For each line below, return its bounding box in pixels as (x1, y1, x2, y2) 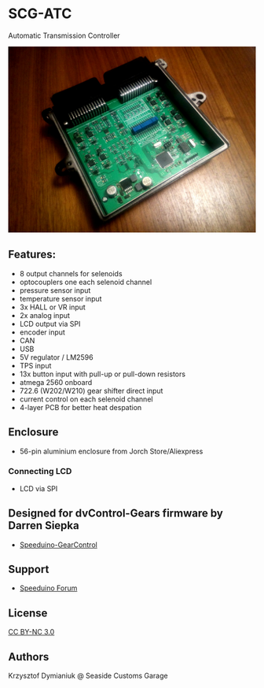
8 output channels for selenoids (19, 268, 123, 278)
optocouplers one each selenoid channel (19, 277, 152, 287)
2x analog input (19, 310, 71, 320)
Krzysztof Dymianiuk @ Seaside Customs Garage (8, 671, 168, 681)
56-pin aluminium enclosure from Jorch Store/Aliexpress (19, 446, 203, 456)
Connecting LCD (8, 466, 72, 477)
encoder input (19, 327, 65, 337)
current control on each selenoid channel (19, 394, 153, 404)
